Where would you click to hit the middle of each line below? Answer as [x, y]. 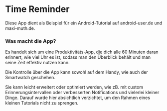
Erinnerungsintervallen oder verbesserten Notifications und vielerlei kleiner [82, 93]
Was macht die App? [31, 41]
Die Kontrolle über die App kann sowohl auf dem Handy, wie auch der [77, 72]
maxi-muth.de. [20, 28]
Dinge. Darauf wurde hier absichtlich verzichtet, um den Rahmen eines [78, 98]
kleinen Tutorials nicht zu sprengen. [42, 103]
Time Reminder [37, 9]
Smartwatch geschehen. [30, 78]
